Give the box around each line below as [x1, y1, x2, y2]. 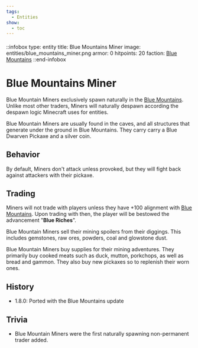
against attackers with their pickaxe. [6, 172, 95, 179]
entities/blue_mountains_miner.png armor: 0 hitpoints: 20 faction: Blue [6, 50, 177, 57]
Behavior [6, 150, 40, 160]
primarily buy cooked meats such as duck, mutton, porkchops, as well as [6, 252, 184, 260]
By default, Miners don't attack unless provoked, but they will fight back [6, 165, 181, 172]
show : [6, 19, 20, 25]
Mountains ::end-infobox [6, 55, 66, 63]
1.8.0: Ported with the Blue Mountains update [14, 297, 124, 304]
